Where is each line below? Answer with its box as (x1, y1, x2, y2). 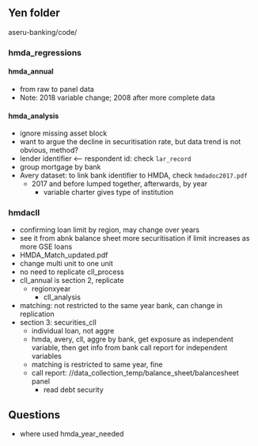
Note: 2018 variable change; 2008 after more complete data (19, 93, 215, 102)
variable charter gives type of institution (43, 188, 174, 197)
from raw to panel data (19, 84, 95, 93)
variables (31, 352, 62, 361)
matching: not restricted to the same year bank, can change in (19, 301, 223, 311)
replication (19, 309, 55, 319)
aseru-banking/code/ (8, 27, 78, 36)
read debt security (43, 385, 104, 395)
